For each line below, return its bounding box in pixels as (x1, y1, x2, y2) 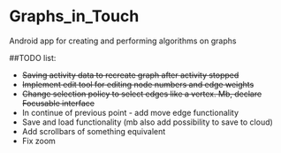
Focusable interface (21, 97, 95, 108)
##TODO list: (9, 52, 57, 63)
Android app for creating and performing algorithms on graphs (9, 35, 237, 46)
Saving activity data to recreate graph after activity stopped (21, 69, 239, 80)
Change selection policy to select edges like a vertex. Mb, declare (21, 88, 262, 99)
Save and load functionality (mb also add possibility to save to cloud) (21, 117, 274, 127)
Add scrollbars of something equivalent (21, 126, 166, 136)
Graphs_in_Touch (9, 6, 140, 27)
